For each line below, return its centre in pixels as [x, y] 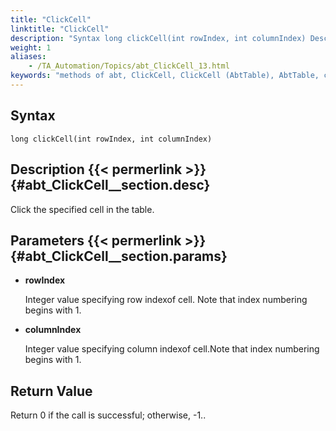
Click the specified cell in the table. [82, 209]
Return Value [51, 391]
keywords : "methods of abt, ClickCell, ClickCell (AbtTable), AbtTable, [165, 76]
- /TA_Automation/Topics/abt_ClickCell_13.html [129, 66]
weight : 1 [31, 47]
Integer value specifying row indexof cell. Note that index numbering [166, 300]
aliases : [28, 57]
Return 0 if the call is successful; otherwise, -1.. [108, 415]
